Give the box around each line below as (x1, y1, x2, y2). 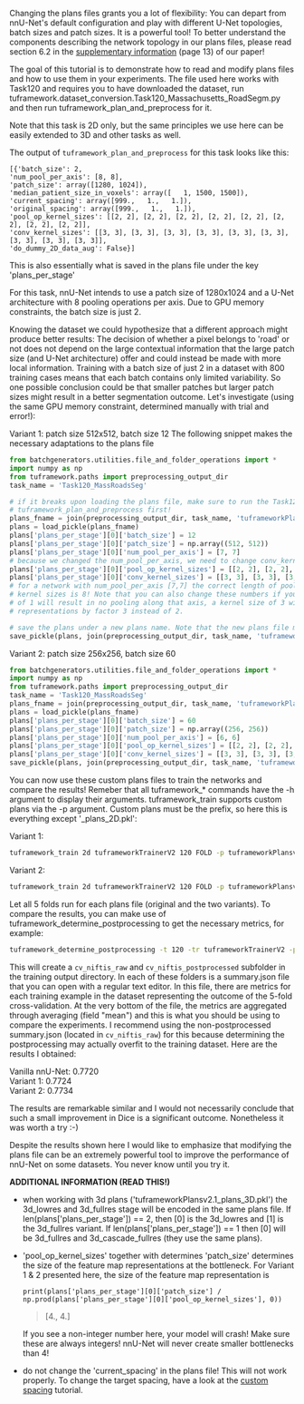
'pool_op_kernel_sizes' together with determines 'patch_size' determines (22, 1250, 294, 1261)
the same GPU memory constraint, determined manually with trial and (9, 401, 270, 412)
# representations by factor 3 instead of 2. (9, 607, 184, 616)
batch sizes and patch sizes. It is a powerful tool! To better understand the (9, 27, 287, 37)
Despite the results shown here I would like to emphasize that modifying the (9, 1139, 292, 1150)
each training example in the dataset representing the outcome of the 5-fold (9, 990, 292, 1001)
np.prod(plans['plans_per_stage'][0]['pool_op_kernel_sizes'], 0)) (22, 1294, 282, 1304)
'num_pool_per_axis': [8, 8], (9, 172, 124, 181)
